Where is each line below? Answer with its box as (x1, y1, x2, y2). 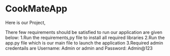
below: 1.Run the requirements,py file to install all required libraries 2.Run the (5, 34, 165, 40)
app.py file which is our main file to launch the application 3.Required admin (5, 39, 163, 45)
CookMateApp (5, 3, 67, 14)
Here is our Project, (5, 19, 46, 25)
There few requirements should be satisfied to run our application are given (5, 29, 163, 35)
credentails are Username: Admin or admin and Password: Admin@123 (5, 45, 153, 51)
